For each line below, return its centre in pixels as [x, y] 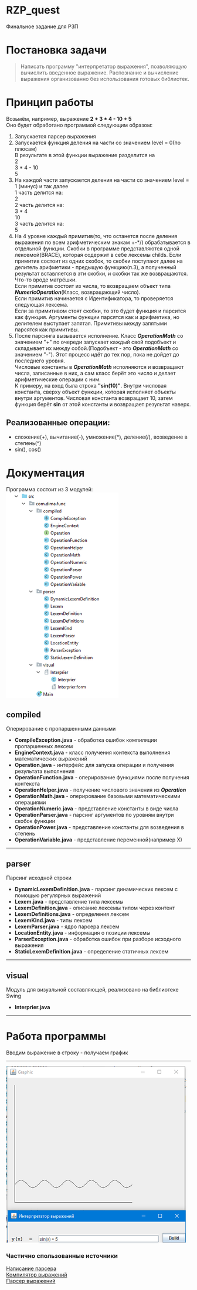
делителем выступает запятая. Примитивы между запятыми [91, 323]
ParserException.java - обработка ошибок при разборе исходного [98, 939]
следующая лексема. [41, 304]
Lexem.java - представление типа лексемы [69, 902]
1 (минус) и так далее [41, 186]
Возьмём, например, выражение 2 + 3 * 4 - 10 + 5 [69, 118]
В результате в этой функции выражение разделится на [85, 155]
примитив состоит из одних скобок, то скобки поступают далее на [98, 261]
